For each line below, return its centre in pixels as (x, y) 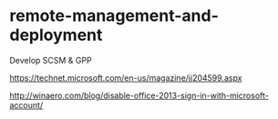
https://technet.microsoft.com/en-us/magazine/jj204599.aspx (126, 77)
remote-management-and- (114, 16)
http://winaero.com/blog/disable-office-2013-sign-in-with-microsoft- (139, 95)
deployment (56, 35)
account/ (26, 104)
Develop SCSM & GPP (51, 60)
